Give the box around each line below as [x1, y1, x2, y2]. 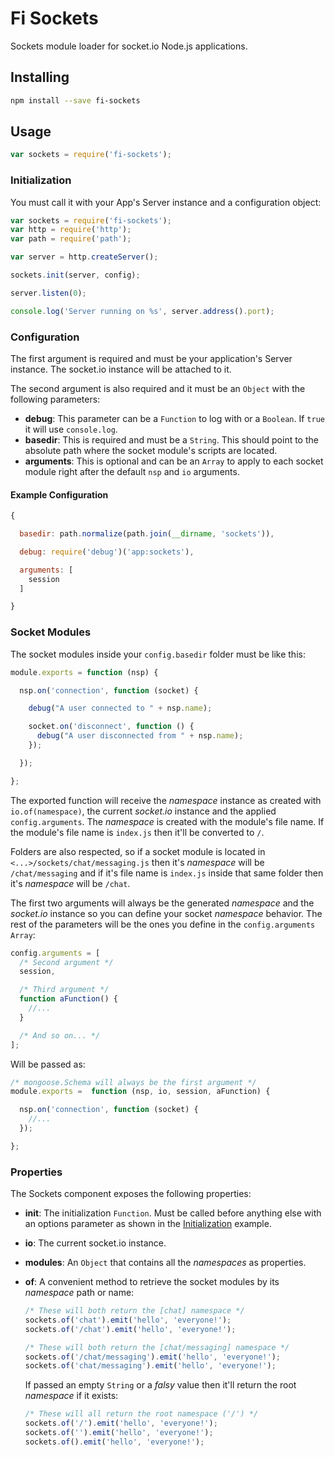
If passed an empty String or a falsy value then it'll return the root [24, 1379, 297, 1391]
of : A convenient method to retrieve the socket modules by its [24, 1276, 280, 1288]
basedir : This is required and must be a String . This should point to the [24, 434, 319, 446]
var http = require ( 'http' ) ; [10, 225, 132, 235]
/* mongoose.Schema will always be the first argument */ [10, 1077, 257, 1087]
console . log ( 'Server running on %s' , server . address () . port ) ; [10, 306, 275, 316]
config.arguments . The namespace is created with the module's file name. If [10, 815, 325, 827]
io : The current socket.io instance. [24, 1237, 167, 1249]
